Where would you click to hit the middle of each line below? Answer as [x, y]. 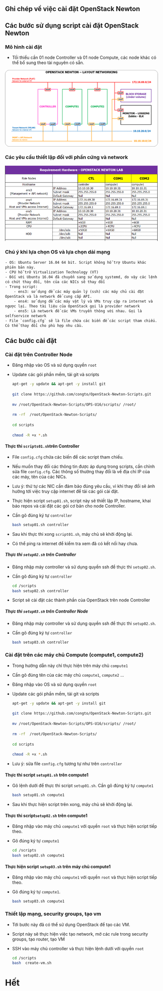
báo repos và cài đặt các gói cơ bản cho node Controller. [69, 506]
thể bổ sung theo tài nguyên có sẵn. [48, 63]
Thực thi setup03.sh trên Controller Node [47, 611]
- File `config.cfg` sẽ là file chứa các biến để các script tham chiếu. [81, 321]
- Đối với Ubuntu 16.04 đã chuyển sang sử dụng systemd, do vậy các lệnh [81, 277]
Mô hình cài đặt [24, 47]
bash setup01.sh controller [40, 525]
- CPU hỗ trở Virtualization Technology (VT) [52, 273]
